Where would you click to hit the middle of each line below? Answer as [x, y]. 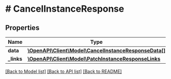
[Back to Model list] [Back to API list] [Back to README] [64, 71]
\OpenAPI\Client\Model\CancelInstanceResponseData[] [96, 50]
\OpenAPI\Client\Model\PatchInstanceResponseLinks [94, 59]
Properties [22, 28]
